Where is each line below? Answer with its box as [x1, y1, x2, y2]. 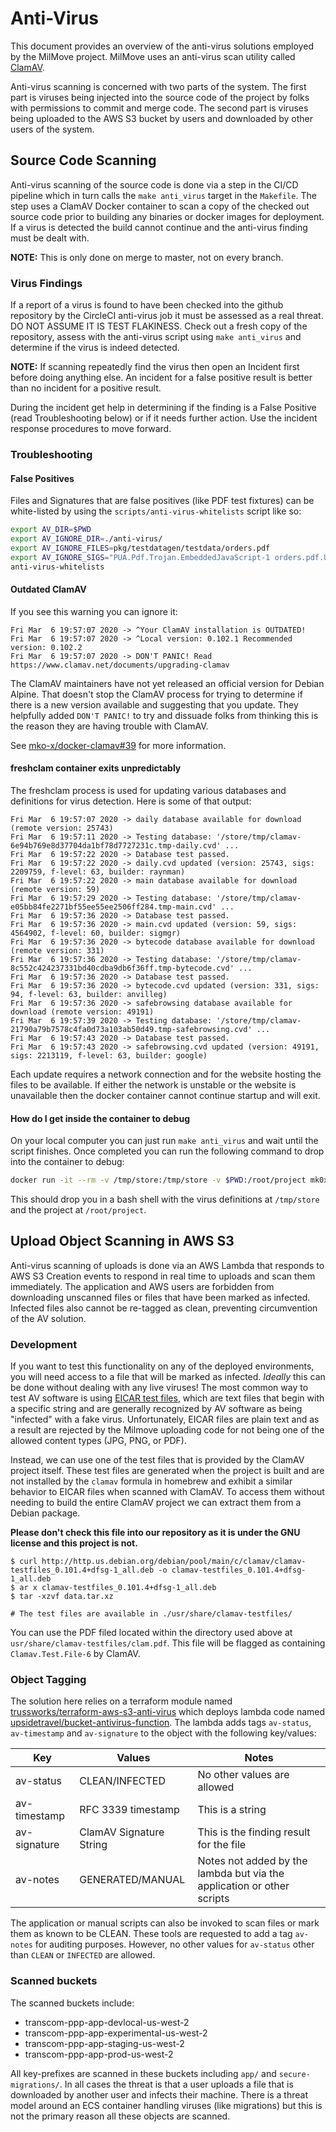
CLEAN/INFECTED [79, 1774, 167, 1788]
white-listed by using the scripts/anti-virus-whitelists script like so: [10, 505, 302, 517]
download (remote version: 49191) [10, 1007, 155, 1017]
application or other [197, 1879, 290, 1893]
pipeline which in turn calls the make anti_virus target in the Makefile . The [10, 189, 317, 201]
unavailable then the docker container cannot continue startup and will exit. [10, 1089, 321, 1101]
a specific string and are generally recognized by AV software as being [10, 1403, 303, 1415]
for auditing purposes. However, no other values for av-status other [34, 1938, 315, 1951]
